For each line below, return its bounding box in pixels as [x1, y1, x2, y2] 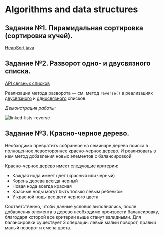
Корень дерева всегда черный [12, 178, 78, 184]
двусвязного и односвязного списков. [5, 95, 87, 101]
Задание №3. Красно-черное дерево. [5, 129, 130, 138]
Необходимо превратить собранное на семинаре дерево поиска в [5, 142, 148, 148]
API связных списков [5, 80, 50, 86]
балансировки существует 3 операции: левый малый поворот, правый [5, 219, 156, 225]
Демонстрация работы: [5, 105, 56, 111]
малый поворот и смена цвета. [5, 224, 71, 231]
